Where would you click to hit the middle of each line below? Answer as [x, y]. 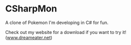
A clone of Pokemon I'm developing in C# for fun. [57, 22]
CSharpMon [31, 9]
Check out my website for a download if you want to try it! [66, 32]
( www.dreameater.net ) [29, 37]
